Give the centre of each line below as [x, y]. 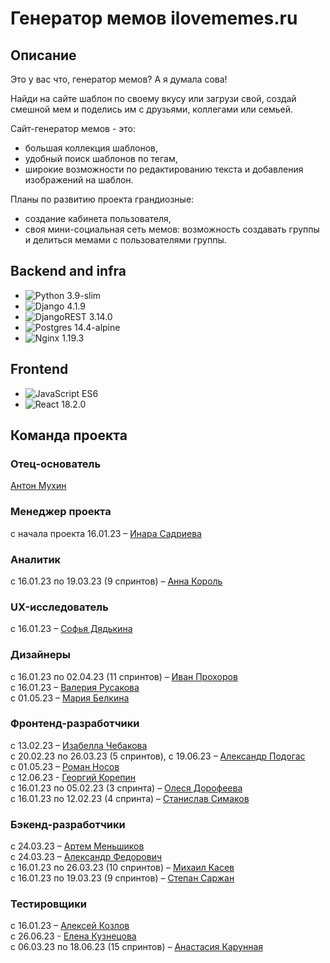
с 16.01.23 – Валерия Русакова [75, 687]
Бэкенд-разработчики [68, 824]
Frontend [39, 369]
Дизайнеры [40, 655]
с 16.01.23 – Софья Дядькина [71, 629]
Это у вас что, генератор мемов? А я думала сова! [119, 79]
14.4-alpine [97, 327]
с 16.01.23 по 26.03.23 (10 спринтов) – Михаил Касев [122, 868]
